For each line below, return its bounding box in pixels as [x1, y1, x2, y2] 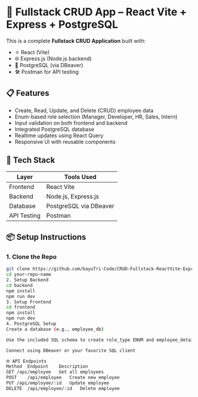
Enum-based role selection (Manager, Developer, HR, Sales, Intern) [14, 113, 178, 120]
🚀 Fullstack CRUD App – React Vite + [6, 5, 187, 19]
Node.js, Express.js [46, 192, 99, 200]
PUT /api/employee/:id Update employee [6, 380, 110, 386]
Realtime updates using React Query [14, 132, 104, 139]
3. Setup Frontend [6, 299, 51, 305]
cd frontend [6, 305, 35, 310]
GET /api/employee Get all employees [6, 369, 104, 375]
